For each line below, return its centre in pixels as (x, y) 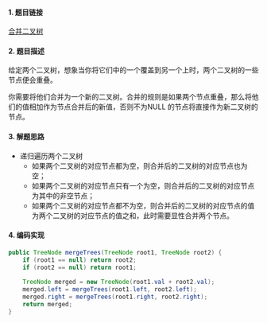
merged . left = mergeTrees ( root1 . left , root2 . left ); (110, 290)
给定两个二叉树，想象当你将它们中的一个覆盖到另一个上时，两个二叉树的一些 (133, 70)
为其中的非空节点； (63, 196)
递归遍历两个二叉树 (51, 156)
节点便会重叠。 (33, 80)
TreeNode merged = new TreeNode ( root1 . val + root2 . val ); (119, 282)
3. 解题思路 (27, 136)
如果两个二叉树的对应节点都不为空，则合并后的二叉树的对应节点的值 (143, 205)
